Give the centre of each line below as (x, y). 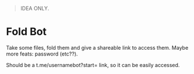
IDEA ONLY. (35, 8)
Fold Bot (26, 32)
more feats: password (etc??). (42, 54)
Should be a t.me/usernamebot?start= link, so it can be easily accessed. (93, 65)
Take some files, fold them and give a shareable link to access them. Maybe (97, 47)
